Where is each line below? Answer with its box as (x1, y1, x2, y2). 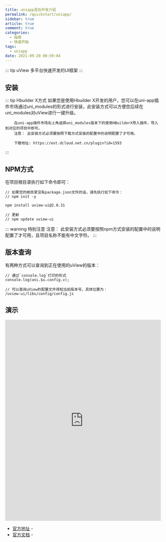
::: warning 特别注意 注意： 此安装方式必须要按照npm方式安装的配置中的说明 (5, 226, 161, 232)
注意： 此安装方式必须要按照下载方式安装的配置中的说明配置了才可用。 (14, 131, 138, 136)
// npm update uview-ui (5, 217, 54, 222)
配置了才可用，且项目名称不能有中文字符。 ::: (5, 232, 97, 238)
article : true (5, 21, 35, 26)
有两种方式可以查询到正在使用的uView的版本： (5, 262, 100, 268)
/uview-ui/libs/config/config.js (5, 291, 74, 296)
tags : (5, 44, 16, 49)
